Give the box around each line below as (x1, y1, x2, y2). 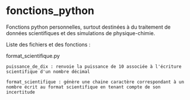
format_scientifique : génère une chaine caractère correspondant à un (6, 79, 184, 85)
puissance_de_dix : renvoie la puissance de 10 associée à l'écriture (6, 63, 182, 70)
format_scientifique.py (6, 52, 60, 59)
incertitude (6, 89, 35, 95)
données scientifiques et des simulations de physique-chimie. (6, 29, 156, 36)
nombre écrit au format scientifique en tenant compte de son (6, 84, 161, 90)
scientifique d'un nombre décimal (6, 68, 91, 74)
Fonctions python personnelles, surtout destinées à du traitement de (6, 23, 171, 30)
